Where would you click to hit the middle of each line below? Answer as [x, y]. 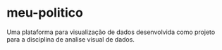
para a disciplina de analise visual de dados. [71, 39]
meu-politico [45, 13]
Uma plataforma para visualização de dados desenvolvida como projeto [111, 32]
